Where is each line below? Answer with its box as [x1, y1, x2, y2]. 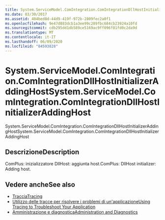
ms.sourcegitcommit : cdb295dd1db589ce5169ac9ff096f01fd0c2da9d [5, 26, 137, 31]
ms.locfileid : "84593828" [5, 44, 58, 49]
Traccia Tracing [12, 193, 43, 199]
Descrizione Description [5, 148, 80, 156]
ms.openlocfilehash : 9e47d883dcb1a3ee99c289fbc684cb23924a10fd [5, 21, 137, 26]
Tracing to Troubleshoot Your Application [12, 204, 96, 210]
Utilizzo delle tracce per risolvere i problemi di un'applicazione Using [12, 199, 151, 205]
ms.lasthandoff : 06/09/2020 [5, 39, 63, 44]
